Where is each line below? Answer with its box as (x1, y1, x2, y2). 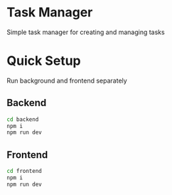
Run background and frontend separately (6, 76, 127, 85)
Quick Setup (6, 53, 81, 69)
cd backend (6, 115, 39, 123)
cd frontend (6, 168, 42, 175)
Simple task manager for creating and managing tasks (6, 28, 165, 36)
